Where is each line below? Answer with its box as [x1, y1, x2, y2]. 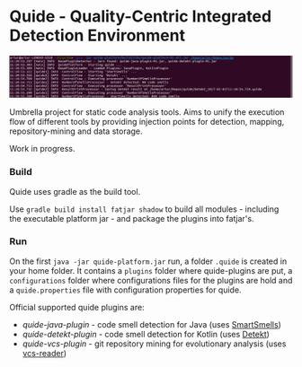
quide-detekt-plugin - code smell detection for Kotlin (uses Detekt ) [22, 328, 270, 339]
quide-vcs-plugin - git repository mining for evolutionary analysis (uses [22, 338, 287, 349]
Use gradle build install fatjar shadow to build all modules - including [9, 204, 280, 214]
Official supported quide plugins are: [9, 301, 146, 312]
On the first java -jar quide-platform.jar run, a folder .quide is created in [9, 256, 288, 267]
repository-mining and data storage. [9, 126, 143, 136]
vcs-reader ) [22, 347, 67, 358]
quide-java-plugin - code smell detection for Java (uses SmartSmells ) [22, 319, 281, 329]
